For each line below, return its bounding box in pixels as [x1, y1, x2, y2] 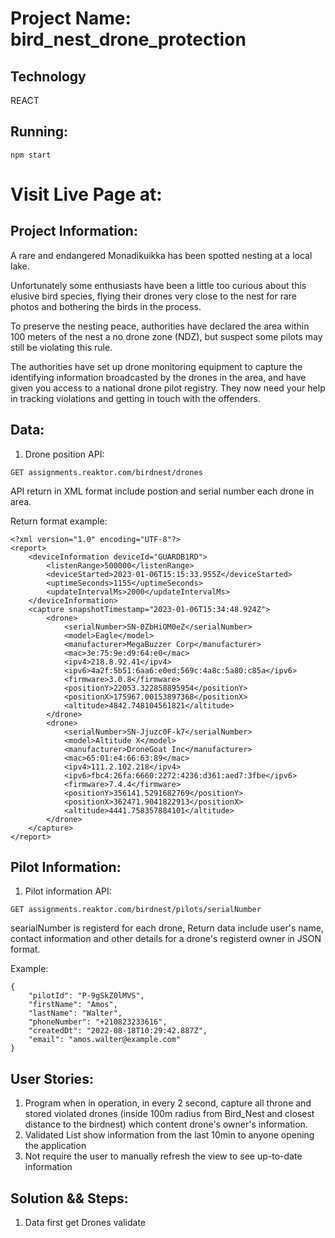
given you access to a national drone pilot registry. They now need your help [10, 382, 326, 394]
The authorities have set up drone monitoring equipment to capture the [10, 360, 303, 372]
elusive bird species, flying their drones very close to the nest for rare [10, 290, 298, 302]
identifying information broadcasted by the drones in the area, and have [10, 371, 307, 383]
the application [24, 1140, 87, 1152]
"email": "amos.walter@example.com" [28, 1035, 182, 1045]
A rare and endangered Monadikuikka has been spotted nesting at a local [10, 249, 313, 261]
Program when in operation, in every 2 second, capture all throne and [24, 1097, 312, 1109]
